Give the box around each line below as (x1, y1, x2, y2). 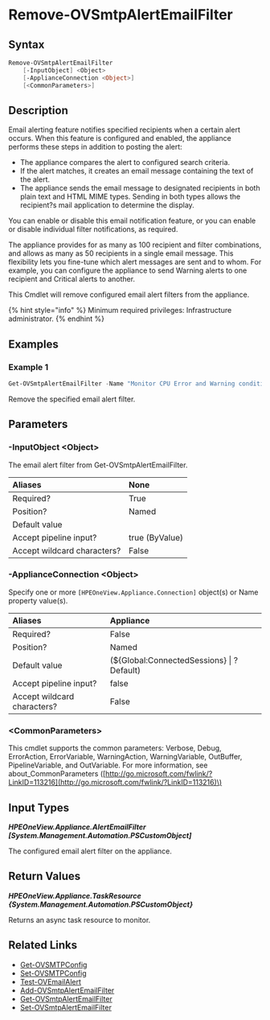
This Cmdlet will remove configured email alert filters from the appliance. (8, 290, 250, 299)
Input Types (8, 800, 70, 814)
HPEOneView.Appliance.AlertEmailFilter (8, 822, 146, 832)
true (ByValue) (128, 532, 183, 543)
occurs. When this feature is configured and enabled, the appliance (8, 134, 231, 143)
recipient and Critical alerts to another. (8, 274, 135, 284)
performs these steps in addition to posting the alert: (8, 142, 182, 152)
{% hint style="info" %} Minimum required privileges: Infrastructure (8, 306, 232, 315)
